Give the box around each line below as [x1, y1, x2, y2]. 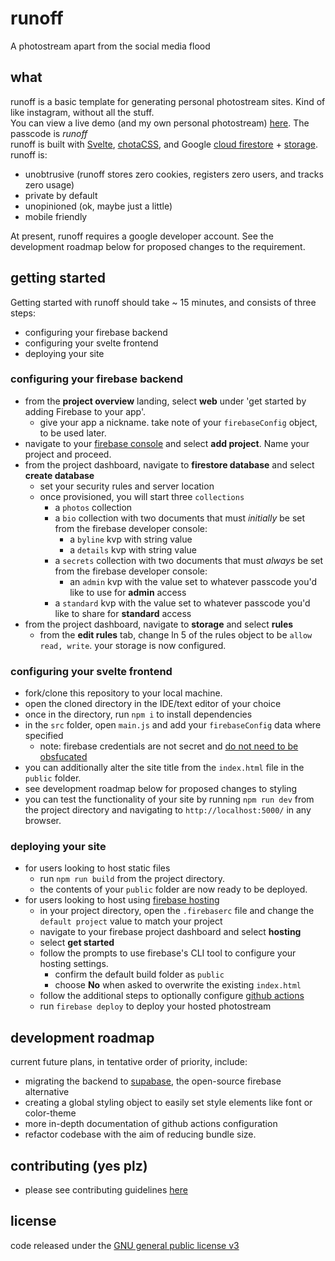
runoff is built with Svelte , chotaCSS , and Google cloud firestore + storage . [10, 138, 319, 150]
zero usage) [24, 178, 75, 191]
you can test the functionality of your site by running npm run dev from [24, 793, 315, 806]
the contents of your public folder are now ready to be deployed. [39, 883, 308, 896]
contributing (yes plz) [10, 1157, 148, 1174]
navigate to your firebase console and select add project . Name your [24, 437, 310, 449]
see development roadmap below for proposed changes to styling [24, 783, 298, 795]
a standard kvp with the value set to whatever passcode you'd [54, 597, 311, 609]
